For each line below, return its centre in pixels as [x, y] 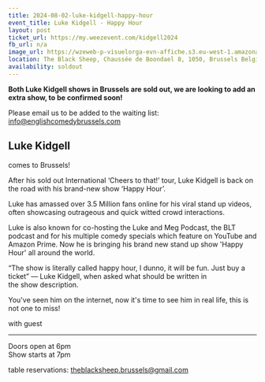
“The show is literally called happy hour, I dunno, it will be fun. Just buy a [127, 268]
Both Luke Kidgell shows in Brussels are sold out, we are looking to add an [132, 89]
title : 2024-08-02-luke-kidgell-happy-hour [81, 15]
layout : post [30, 30]
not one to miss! [34, 308]
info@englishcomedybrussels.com [64, 121]
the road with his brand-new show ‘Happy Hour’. [87, 188]
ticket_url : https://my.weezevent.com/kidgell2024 [93, 37]
